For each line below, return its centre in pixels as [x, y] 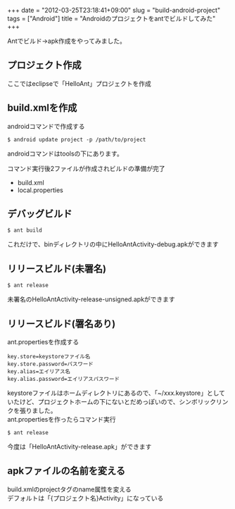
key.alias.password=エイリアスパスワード [63, 379]
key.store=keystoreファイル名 [49, 357]
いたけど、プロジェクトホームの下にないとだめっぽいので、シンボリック [112, 402]
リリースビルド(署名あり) [62, 323]
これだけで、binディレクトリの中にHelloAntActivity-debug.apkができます [113, 244]
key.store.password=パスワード [50, 364]
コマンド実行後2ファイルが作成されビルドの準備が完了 [86, 168]
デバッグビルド [40, 214]
